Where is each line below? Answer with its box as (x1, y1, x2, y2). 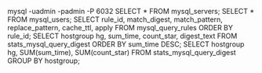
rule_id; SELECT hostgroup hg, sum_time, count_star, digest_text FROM (7, 31, 238, 40)
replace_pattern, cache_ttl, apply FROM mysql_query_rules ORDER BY (7, 23, 233, 32)
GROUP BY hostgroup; (7, 56, 80, 65)
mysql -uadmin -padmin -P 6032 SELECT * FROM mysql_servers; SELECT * (7, 7, 255, 16)
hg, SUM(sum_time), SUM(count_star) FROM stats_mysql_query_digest (7, 48, 236, 57)
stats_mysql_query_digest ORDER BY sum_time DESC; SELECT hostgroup (7, 40, 245, 49)
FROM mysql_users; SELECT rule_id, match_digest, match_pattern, (7, 15, 223, 24)
